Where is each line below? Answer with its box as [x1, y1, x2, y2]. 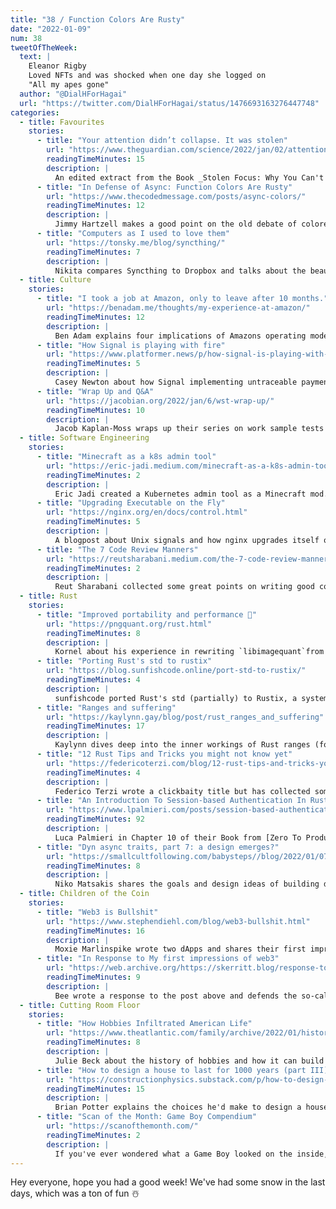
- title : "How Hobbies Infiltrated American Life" [36, 1019, 253, 1029]
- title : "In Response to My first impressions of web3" [36, 954, 280, 964]
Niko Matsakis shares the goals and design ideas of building [54, 879, 320, 890]
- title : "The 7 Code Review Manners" [36, 544, 199, 555]
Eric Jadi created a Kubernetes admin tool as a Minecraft [54, 489, 307, 499]
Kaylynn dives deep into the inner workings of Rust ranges [54, 740, 311, 750]
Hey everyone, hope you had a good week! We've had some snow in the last [10, 1176, 326, 1188]
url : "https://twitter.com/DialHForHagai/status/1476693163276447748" [19, 98, 320, 108]
